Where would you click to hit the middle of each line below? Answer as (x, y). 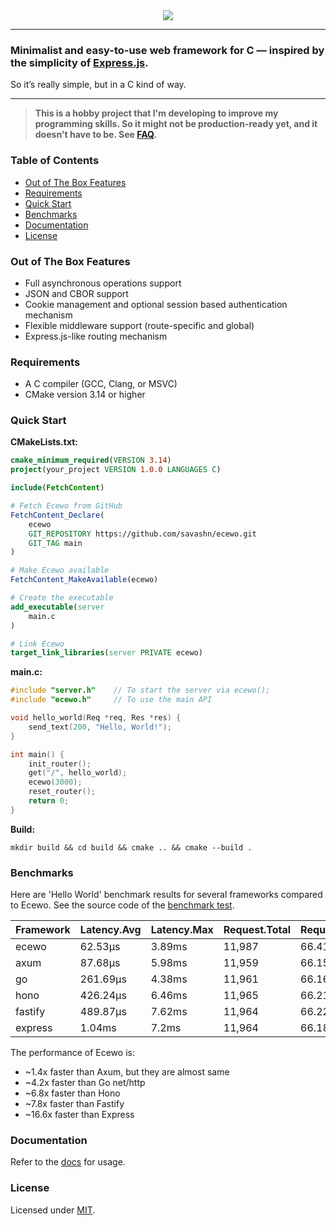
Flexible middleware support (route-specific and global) (139, 325)
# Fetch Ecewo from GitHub (66, 506)
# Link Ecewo (37, 644)
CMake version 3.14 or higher (85, 395)
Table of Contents (55, 161)
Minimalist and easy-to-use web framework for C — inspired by (167, 50)
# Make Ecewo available (60, 570)
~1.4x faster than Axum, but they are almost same (127, 1072)
